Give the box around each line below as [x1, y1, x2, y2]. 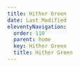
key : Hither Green [13, 43, 67, 50]
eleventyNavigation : [7, 23, 67, 30]
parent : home [13, 36, 51, 43]
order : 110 [13, 29, 45, 37]
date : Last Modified [7, 17, 67, 24]
